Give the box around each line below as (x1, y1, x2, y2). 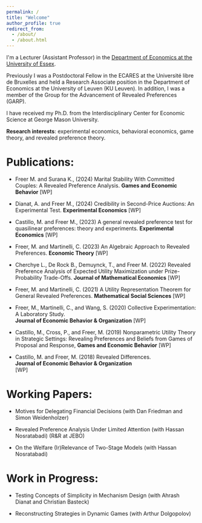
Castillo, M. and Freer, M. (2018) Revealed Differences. (15, 353, 151, 360)
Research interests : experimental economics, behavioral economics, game (6, 128, 194, 135)
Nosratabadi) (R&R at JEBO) (15, 432, 85, 439)
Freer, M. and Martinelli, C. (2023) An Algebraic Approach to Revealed (15, 243, 190, 250)
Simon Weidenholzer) (15, 414, 69, 421)
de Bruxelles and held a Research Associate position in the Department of (6, 78, 190, 86)
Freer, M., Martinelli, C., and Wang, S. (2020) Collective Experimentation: (15, 304, 197, 311)
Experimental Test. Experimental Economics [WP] (15, 206, 141, 214)
